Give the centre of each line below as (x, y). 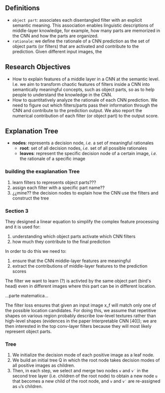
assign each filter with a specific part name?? (58, 188)
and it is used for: (23, 227)
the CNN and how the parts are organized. (55, 36)
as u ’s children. (27, 387)
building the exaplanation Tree (42, 171)
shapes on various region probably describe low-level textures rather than (81, 316)
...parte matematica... (27, 296)
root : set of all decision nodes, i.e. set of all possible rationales (83, 148)
